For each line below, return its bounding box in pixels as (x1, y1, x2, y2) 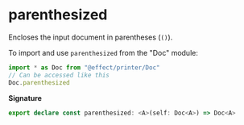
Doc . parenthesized (8, 78, 70, 86)
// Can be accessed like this (8, 71, 110, 79)
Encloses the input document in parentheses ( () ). (8, 32, 173, 42)
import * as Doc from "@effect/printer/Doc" (8, 63, 160, 72)
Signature (8, 93, 43, 102)
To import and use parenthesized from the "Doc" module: (8, 48, 199, 57)
